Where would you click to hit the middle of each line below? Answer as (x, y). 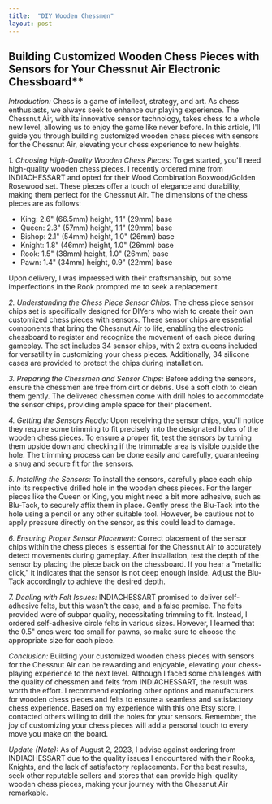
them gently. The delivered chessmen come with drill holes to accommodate (136, 396)
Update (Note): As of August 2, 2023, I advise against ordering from (122, 750)
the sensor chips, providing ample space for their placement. (110, 405)
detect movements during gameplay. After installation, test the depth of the (134, 556)
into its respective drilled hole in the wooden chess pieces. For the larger (130, 488)
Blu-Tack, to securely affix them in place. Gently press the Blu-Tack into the (134, 506)
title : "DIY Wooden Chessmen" (61, 16)
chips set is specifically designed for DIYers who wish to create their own (131, 311)
